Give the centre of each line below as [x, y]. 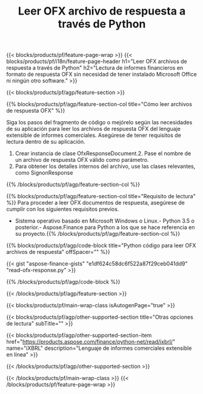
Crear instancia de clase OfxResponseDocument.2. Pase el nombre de [103, 153]
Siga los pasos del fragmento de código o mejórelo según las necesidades [99, 122]
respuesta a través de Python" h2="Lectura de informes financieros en [95, 68]
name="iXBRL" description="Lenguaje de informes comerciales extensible [99, 348]
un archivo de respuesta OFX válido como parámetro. [82, 160]
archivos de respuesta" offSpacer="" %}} [58, 252]
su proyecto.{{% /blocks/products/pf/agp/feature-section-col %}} [98, 234]
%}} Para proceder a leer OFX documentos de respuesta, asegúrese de [95, 203]
